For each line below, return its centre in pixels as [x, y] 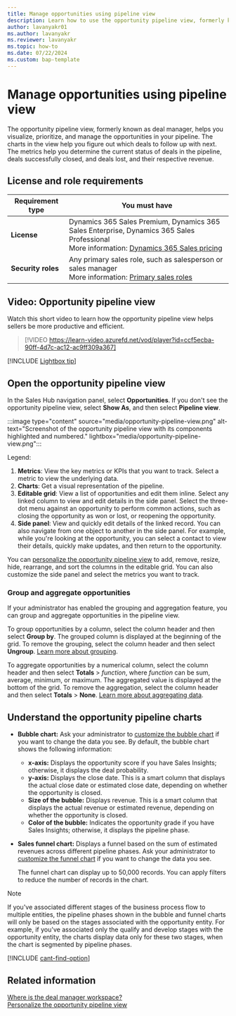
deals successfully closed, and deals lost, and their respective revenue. [111, 158]
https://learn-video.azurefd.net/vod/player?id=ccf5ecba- [132, 340]
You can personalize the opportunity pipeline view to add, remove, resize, [114, 560]
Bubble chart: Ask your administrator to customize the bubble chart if [118, 734]
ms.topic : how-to [33, 46]
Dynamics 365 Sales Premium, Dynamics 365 [145, 221]
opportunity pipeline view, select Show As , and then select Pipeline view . [114, 408]
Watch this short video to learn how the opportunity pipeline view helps [111, 319]
